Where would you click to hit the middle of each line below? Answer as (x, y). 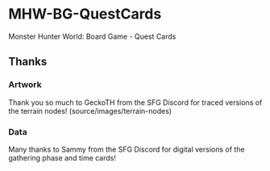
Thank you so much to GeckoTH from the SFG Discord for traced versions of (135, 102)
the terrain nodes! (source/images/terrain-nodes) (90, 111)
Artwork (25, 85)
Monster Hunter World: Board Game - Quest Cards (92, 36)
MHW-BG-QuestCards (85, 14)
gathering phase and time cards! (62, 157)
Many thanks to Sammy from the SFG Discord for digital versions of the (127, 149)
